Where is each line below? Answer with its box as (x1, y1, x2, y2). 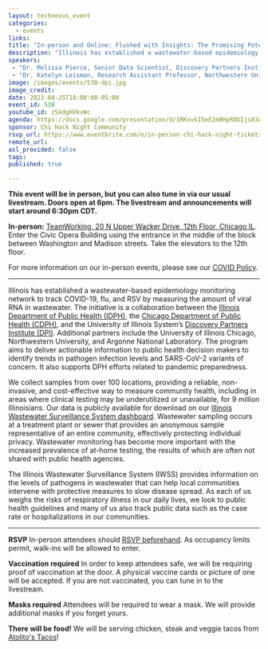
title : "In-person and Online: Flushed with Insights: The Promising (8, 42, 245, 50)
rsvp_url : (8, 130, 41, 138)
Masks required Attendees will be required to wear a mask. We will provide (8, 600, 256, 610)
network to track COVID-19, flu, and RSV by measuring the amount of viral (8, 294, 252, 304)
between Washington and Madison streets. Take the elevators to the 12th (8, 239, 248, 249)
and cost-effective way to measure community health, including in (38, 386, 257, 396)
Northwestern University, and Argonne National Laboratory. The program (8, 336, 249, 346)
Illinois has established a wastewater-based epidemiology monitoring (8, 285, 236, 296)
